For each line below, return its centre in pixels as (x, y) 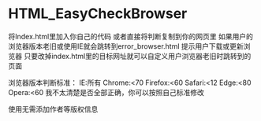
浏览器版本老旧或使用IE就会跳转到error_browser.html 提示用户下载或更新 (126, 46)
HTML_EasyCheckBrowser (98, 14)
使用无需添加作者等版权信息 (53, 109)
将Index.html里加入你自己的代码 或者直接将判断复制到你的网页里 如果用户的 (131, 36)
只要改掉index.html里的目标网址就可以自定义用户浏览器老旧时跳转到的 (137, 56)
